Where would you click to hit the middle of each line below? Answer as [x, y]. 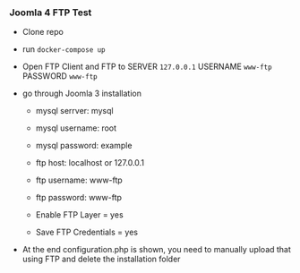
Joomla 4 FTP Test [51, 13]
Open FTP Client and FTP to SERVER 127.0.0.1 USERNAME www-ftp [147, 67]
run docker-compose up [64, 49]
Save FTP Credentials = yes [87, 232]
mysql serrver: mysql [74, 111]
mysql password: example [84, 146]
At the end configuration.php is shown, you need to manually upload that [156, 250]
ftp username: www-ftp [79, 180]
